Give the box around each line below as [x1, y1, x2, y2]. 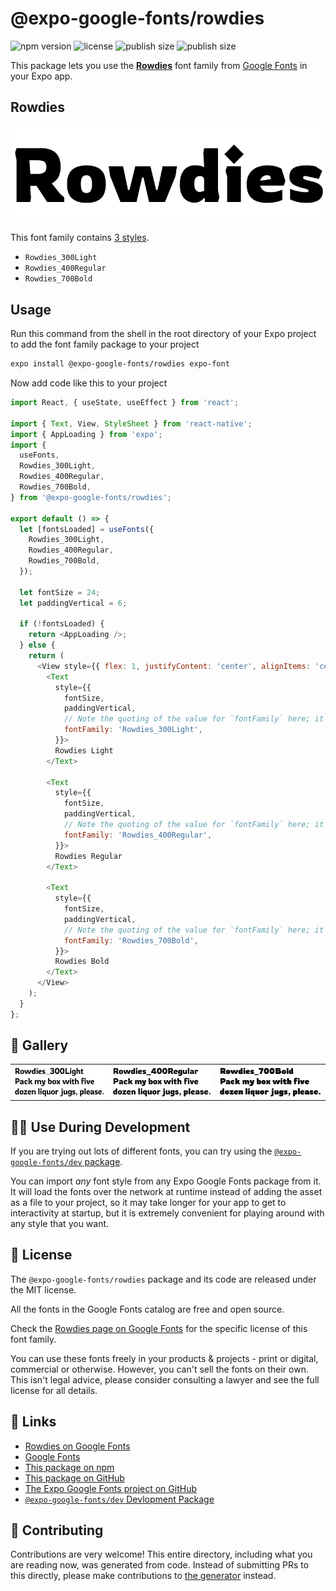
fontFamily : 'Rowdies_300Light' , [63, 725, 203, 735]
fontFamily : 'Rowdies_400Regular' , [63, 830, 213, 840]
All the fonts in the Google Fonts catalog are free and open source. [10, 1303, 285, 1315]
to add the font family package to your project [10, 338, 200, 351]
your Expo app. [10, 70, 73, 82]
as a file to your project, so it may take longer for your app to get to [10, 1197, 287, 1209]
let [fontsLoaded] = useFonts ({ [19, 524, 155, 534]
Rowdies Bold [54, 957, 110, 967]
